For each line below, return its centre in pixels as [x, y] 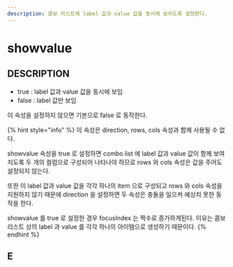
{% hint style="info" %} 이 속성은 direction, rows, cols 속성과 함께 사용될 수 [113, 130]
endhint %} [23, 234]
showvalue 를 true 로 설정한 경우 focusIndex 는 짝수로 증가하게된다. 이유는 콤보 [116, 218]
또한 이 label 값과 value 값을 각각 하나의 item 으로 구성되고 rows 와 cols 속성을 [115, 185]
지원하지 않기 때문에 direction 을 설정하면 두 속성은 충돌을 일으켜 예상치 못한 [111, 194]
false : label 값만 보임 [47, 100]
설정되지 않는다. [29, 171]
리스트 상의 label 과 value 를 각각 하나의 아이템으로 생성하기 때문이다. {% [107, 227]
